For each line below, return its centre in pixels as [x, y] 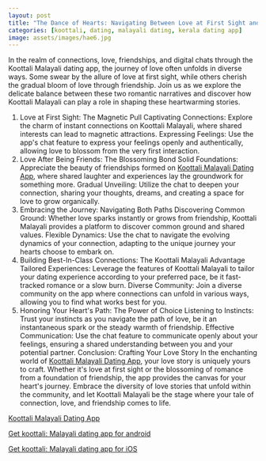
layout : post [30, 15]
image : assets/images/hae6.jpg [60, 38]
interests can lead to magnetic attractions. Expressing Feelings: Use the [137, 134]
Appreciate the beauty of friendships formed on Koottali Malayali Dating [137, 168]
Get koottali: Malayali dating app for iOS [73, 449]
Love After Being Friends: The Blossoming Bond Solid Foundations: [129, 160]
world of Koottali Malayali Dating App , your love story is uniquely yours [135, 361]
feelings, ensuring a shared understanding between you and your [126, 344]
